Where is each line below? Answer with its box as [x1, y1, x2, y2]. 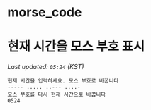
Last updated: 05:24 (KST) [7, 63, 84, 71]
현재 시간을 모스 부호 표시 [7, 39, 145, 55]
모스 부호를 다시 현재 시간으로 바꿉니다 [7, 91, 106, 99]
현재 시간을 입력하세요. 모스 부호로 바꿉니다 [7, 78, 119, 85]
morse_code [7, 4, 82, 20]
